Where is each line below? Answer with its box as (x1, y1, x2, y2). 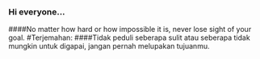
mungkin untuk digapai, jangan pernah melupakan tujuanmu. (8, 41, 210, 51)
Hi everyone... (8, 6, 66, 18)
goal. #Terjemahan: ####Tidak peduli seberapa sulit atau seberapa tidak (8, 33, 250, 42)
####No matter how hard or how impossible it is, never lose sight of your (8, 25, 252, 34)
